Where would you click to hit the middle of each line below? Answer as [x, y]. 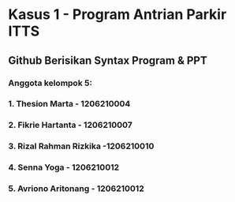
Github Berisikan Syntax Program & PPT [108, 60]
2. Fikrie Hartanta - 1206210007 [70, 125]
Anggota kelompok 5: [50, 83]
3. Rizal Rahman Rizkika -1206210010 [81, 146]
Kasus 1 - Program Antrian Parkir [117, 15]
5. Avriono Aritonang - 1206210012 [76, 189]
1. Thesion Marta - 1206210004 [69, 104]
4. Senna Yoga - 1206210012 [64, 167]
